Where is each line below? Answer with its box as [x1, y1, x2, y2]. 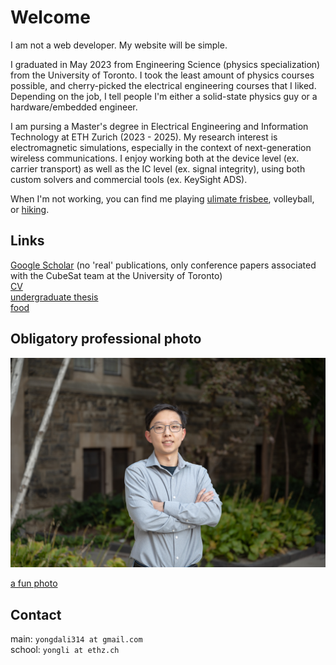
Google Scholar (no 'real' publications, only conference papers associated [10, 259, 317, 271]
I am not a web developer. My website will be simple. [10, 39, 228, 51]
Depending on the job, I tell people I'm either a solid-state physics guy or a [10, 90, 318, 102]
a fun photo [10, 577, 58, 590]
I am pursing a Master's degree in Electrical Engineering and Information [10, 120, 309, 132]
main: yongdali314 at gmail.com [10, 633, 143, 645]
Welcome [10, 6, 91, 29]
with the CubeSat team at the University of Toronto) [10, 269, 223, 281]
